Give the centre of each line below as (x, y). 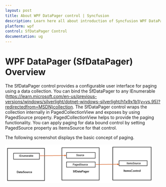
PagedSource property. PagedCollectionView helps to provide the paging (80, 117)
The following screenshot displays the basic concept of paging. (70, 137)
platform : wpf (20, 26)
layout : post (19, 10)
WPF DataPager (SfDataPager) (69, 62)
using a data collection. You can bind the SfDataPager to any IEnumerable (80, 91)
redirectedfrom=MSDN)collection (39, 107)
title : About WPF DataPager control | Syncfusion (57, 16)
